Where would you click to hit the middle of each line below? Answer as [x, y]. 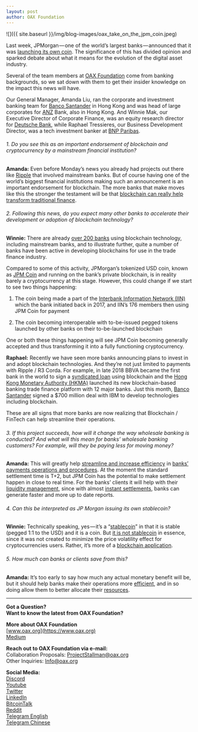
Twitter [15, 691]
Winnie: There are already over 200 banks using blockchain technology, [94, 238]
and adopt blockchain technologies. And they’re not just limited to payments [98, 364]
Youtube [16, 685]
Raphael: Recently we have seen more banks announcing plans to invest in [97, 358]
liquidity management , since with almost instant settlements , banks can [93, 489]
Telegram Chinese [28, 722]
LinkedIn [16, 697]
